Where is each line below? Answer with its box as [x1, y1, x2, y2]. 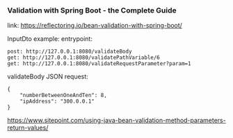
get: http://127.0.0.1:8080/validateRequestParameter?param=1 [7, 60, 191, 67]
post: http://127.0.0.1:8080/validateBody [7, 48, 132, 55]
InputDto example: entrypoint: [7, 35, 93, 43]
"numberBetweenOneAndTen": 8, [19, 92, 108, 99]
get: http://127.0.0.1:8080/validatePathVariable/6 [7, 54, 160, 61]
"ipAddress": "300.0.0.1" [19, 98, 95, 105]
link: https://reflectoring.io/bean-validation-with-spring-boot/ [7, 21, 183, 30]
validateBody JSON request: [7, 72, 88, 81]
